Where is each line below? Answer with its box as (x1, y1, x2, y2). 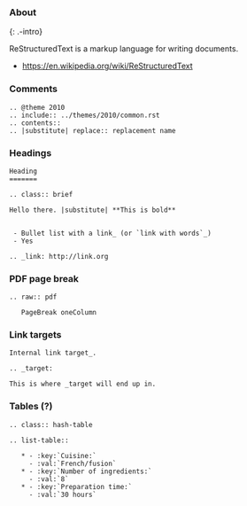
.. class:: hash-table (9, 420, 93, 429)
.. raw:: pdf (9, 292, 58, 302)
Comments (9, 82, 58, 95)
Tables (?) (9, 401, 53, 413)
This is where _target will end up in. (9, 379, 157, 389)
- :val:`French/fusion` (28, 459, 117, 468)
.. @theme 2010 (9, 103, 66, 112)
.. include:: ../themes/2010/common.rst (9, 111, 161, 120)
